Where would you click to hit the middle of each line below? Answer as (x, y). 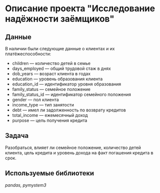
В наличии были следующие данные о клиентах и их (60, 49)
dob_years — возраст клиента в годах (51, 74)
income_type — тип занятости (43, 105)
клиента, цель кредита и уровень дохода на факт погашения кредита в (79, 152)
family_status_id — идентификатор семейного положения (71, 94)
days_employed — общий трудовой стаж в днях (61, 68)
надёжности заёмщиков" (60, 19)
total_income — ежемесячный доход (50, 115)
